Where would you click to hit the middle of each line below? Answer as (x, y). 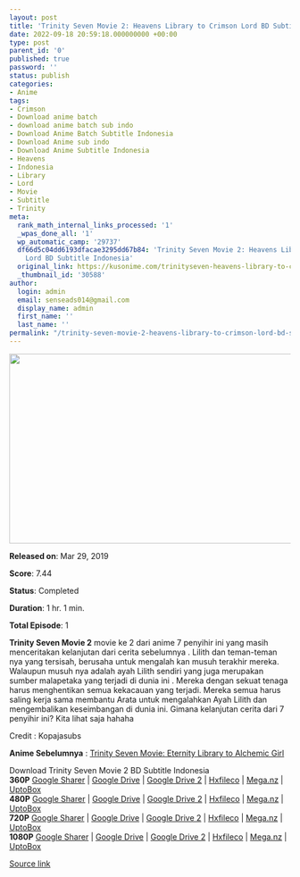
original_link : (46, 267)
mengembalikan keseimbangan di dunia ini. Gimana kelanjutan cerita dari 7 (147, 709)
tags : (19, 100)
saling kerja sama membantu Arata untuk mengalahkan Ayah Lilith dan (138, 699)
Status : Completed (44, 590)
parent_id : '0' (37, 51)
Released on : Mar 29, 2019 (59, 555)
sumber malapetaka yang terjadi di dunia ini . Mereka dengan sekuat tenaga (149, 681)
